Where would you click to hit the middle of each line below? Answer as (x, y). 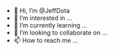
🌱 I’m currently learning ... (50, 25)
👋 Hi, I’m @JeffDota (42, 11)
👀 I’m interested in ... (43, 18)
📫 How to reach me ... (46, 40)
